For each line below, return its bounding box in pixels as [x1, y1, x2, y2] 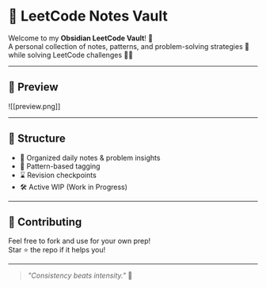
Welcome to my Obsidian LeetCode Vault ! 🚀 [8, 33, 153, 43]
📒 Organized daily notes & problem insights [19, 153, 161, 162]
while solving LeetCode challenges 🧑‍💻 [8, 50, 133, 59]
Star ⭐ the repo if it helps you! [8, 245, 105, 255]
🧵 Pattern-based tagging [19, 161, 101, 171]
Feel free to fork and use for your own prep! [8, 237, 151, 246]
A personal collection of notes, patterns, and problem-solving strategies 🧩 [8, 41, 249, 51]
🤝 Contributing [8, 215, 82, 229]
